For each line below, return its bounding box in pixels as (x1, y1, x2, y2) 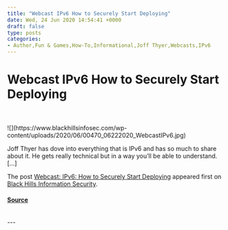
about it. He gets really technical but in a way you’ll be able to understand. (7, 151, 218, 160)
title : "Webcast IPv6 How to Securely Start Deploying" (7, 10, 171, 17)
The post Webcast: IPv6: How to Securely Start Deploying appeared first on (7, 172, 222, 180)
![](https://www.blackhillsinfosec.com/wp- (7, 123, 127, 132)
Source (7, 196, 29, 204)
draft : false (7, 23, 45, 30)
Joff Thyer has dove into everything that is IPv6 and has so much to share (7, 144, 217, 152)
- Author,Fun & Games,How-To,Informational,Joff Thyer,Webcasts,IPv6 (7, 42, 211, 49)
